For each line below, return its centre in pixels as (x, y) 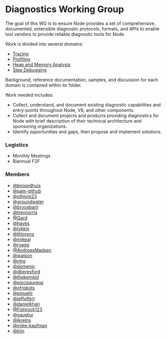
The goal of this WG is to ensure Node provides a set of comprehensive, (80, 23)
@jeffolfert (24, 298)
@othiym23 (25, 196)
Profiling (21, 59)
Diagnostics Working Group (65, 9)
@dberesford (26, 272)
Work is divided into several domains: (44, 44)
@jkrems (22, 320)
